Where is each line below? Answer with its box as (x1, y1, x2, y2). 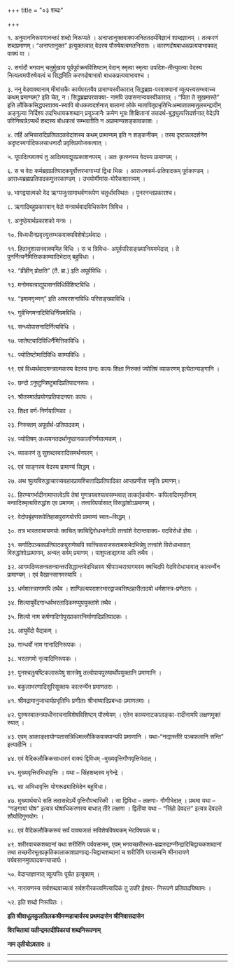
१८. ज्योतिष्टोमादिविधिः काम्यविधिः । (7, 350, 86, 359)
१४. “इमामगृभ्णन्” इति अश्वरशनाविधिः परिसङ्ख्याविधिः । (7, 294, 131, 303)
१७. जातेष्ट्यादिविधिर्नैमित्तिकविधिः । (7, 336, 85, 345)
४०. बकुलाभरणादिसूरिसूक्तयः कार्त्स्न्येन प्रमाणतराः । (7, 682, 119, 691)
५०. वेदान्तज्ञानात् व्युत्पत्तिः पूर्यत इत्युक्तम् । (7, 870, 100, 878)
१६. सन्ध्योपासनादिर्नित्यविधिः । (7, 322, 76, 331)
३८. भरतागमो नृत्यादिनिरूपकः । (7, 654, 77, 663)
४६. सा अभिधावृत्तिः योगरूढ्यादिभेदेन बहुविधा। (7, 783, 107, 790)
